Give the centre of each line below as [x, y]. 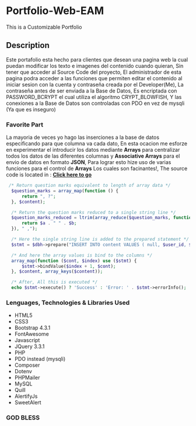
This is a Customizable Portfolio [44, 27]
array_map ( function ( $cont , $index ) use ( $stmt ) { [74, 261]
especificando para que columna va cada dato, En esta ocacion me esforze [97, 144]
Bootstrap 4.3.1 [32, 328]
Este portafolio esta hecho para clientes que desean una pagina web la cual [97, 59]
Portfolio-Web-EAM [55, 11]
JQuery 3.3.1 [29, 346]
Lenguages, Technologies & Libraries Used [68, 302]
